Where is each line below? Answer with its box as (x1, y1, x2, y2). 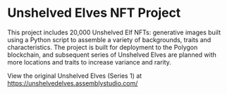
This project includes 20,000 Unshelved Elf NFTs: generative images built (7, 28, 221, 36)
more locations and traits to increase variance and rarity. (7, 58, 171, 66)
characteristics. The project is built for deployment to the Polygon (7, 43, 198, 51)
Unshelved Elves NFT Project (7, 5, 181, 21)
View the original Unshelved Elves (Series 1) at (7, 72, 142, 80)
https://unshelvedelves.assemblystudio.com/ (7, 79, 138, 87)
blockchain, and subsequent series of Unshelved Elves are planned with (7, 51, 217, 59)
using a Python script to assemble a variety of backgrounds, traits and (7, 35, 211, 43)
